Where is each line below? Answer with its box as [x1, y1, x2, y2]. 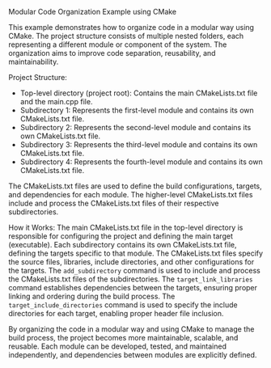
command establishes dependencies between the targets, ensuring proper [8, 283, 257, 292]
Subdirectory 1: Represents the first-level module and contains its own [19, 105, 255, 115]
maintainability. [8, 57, 59, 66]
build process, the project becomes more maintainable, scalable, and [8, 333, 239, 342]
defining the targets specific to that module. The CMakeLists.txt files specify [8, 248, 264, 258]
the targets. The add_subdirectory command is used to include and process [8, 266, 260, 275]
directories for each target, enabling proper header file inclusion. [8, 309, 224, 318]
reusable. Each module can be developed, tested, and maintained [8, 341, 227, 351]
